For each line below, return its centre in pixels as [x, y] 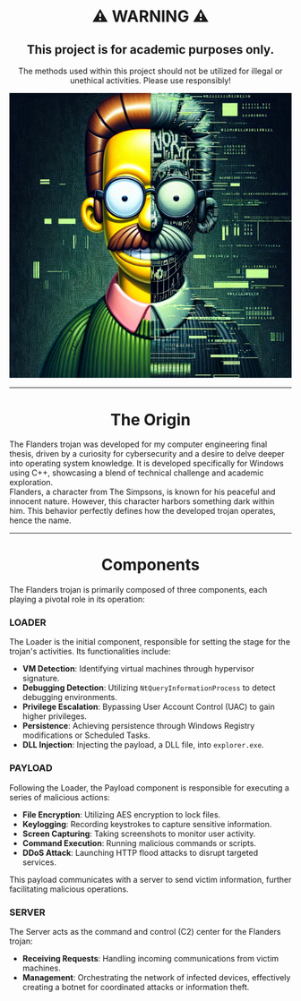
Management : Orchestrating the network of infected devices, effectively [156, 978]
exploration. [31, 483]
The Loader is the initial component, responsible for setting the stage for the [150, 642]
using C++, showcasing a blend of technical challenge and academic [137, 473]
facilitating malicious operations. [69, 889]
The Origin [150, 419]
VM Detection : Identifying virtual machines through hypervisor [138, 669]
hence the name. [40, 520]
